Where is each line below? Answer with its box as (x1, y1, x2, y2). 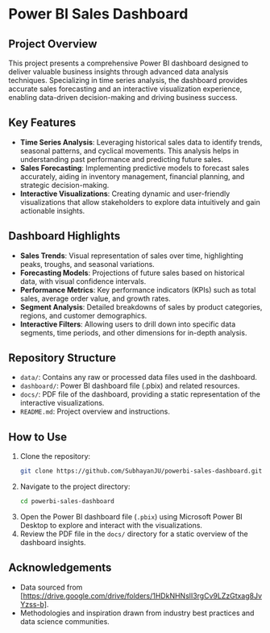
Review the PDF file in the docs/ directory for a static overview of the (19, 529, 248, 539)
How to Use (8, 430, 68, 444)
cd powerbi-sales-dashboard (19, 498, 114, 506)
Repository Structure (8, 352, 117, 365)
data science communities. (19, 616, 110, 626)
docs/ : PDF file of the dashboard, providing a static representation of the (19, 389, 260, 399)
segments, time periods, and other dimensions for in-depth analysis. (19, 327, 247, 337)
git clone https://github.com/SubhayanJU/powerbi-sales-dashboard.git (19, 467, 263, 476)
